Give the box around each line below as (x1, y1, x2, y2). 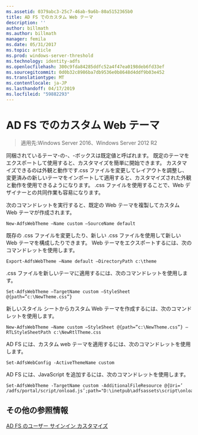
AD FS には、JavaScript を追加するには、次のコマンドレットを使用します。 (6, 370, 189, 378)
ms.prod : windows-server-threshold (6, 53, 94, 59)
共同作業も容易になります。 (37, 189, 104, 196)
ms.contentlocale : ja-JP (6, 80, 67, 86)
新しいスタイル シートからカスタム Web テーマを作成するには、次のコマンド (6, 305, 192, 312)
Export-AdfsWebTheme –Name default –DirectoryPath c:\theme (6, 258, 157, 264)
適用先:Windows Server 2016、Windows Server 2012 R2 (20, 139, 157, 146)
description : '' (6, 20, 46, 25)
